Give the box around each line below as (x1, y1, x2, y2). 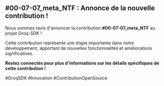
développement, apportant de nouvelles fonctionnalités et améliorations (5, 45, 153, 51)
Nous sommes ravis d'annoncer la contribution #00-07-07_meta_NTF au (5, 25, 156, 31)
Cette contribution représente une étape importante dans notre (5, 40, 134, 46)
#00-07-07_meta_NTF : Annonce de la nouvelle (5, 4, 155, 12)
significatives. (5, 50, 34, 56)
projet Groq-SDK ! (5, 30, 42, 36)
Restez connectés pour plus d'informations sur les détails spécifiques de (5, 60, 160, 66)
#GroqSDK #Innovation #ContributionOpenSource (5, 75, 108, 81)
